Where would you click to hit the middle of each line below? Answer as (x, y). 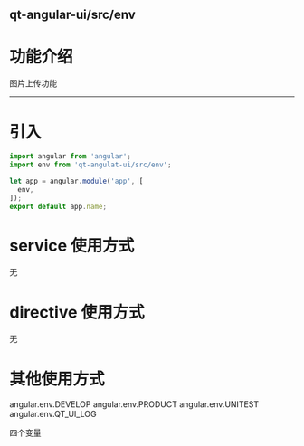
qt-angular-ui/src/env (72, 15)
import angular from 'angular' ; (70, 157)
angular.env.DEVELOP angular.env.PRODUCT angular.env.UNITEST (134, 404)
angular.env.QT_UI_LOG (53, 414)
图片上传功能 (33, 83)
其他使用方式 (57, 379)
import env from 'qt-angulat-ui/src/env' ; (90, 165)
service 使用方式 (72, 246)
